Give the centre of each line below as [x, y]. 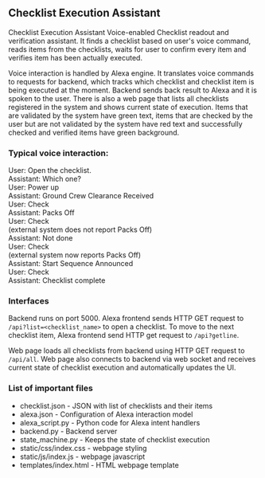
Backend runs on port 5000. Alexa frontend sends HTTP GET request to [126, 319]
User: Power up [34, 187]
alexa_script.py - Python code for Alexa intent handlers [110, 422]
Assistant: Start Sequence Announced [71, 264]
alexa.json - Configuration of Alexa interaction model [106, 414]
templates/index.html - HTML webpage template [99, 464]
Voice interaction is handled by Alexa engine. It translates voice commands [131, 73]
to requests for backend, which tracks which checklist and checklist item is [131, 81]
